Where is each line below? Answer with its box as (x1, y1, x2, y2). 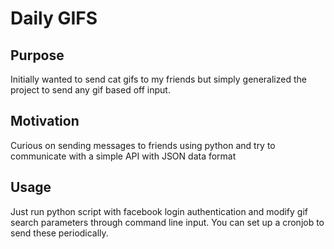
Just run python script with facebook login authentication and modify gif (10, 205, 309, 217)
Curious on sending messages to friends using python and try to (10, 139, 276, 151)
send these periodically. (10, 227, 109, 239)
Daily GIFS (10, 7, 98, 30)
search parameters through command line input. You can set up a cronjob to (10, 216, 325, 228)
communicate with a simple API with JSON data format (10, 150, 237, 162)
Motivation (10, 113, 80, 130)
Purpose (10, 47, 65, 64)
